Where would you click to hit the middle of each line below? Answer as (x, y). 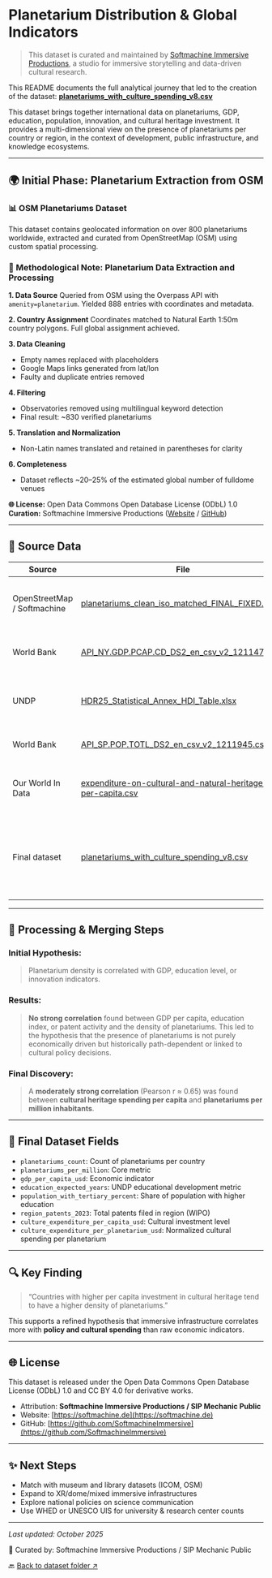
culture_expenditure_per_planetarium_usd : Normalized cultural (125, 1230)
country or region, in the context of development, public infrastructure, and (134, 138)
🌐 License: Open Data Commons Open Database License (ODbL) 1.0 (123, 504)
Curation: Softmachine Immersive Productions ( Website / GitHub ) (118, 513)
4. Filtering (27, 392)
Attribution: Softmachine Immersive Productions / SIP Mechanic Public (140, 1407)
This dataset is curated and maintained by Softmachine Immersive (138, 54)
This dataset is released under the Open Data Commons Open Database (129, 1382)
